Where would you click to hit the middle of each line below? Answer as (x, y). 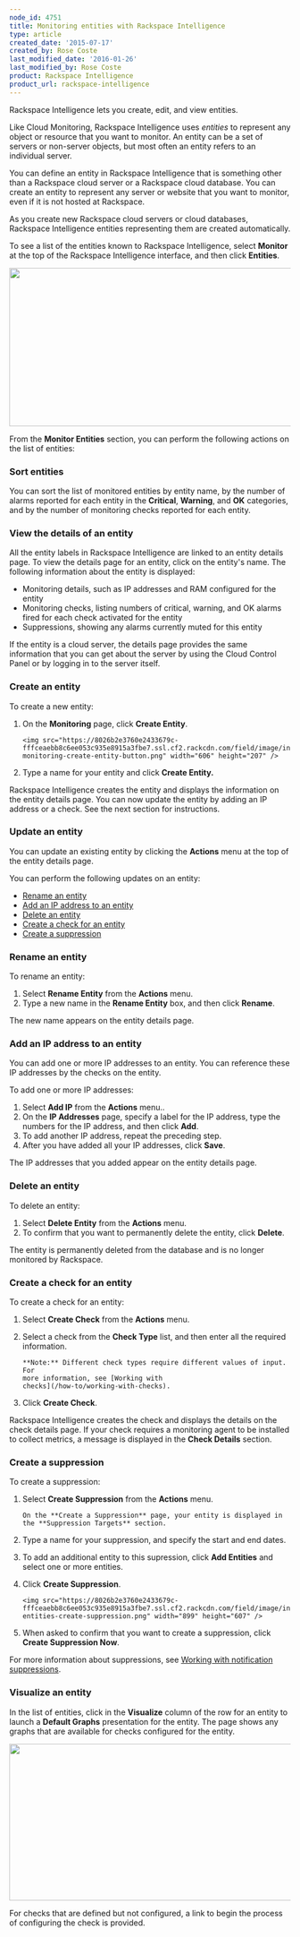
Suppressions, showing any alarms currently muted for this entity (142, 627)
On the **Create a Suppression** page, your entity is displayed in (152, 1516)
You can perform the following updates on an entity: (105, 878)
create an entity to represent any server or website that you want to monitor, (150, 192)
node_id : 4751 (36, 17)
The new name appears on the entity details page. (102, 1021)
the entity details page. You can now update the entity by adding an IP (138, 799)
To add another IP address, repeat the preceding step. (122, 1136)
